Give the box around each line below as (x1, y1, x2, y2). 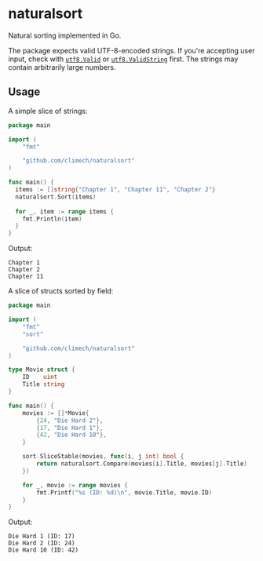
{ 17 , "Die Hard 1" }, (36, 424, 104, 432)
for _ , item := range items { (15, 207, 114, 216)
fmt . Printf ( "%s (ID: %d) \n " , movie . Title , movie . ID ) (36, 488, 213, 497)
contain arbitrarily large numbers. (8, 62, 116, 71)
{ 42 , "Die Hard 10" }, (36, 431, 108, 439)
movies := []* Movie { (22, 409, 89, 417)
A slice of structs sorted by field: (8, 286, 114, 296)
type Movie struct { (8, 366, 76, 373)
